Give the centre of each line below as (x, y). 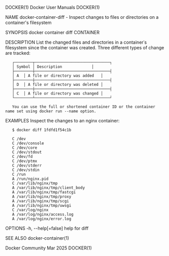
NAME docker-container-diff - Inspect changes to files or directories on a (82, 17)
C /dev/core (25, 148)
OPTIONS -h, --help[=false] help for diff (47, 228)
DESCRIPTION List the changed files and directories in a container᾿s (76, 42)
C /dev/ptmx (25, 161)
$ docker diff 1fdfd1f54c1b (42, 130)
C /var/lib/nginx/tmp (35, 183)
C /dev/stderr (27, 166)
